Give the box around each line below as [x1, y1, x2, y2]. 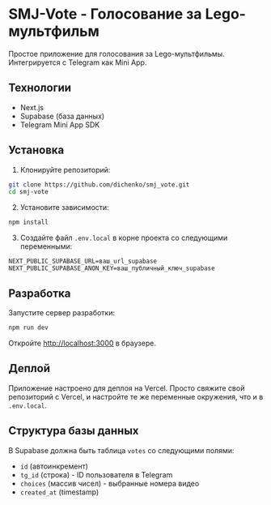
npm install [8, 218, 49, 227]
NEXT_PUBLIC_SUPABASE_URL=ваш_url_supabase [8, 257, 158, 266]
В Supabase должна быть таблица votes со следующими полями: [8, 445, 235, 455]
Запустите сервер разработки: [8, 308, 116, 317]
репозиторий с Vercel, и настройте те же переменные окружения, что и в [8, 392, 264, 401]
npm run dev [8, 323, 49, 332]
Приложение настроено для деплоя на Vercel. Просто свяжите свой [8, 383, 245, 393]
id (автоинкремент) [19, 461, 89, 471]
